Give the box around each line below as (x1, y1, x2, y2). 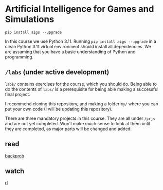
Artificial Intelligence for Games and (5, 3, 154, 15)
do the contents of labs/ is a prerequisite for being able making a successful (5, 86, 159, 92)
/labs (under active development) (5, 68, 109, 76)
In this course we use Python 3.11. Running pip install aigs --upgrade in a (5, 38, 157, 44)
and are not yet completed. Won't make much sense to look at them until (5, 120, 151, 126)
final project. (5, 91, 31, 97)
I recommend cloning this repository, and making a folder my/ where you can (5, 101, 158, 107)
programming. (5, 54, 34, 59)
